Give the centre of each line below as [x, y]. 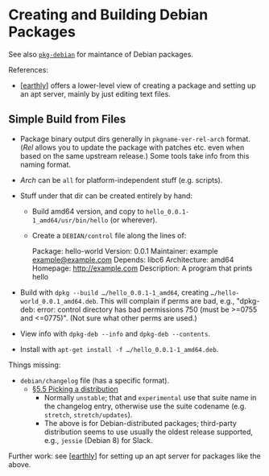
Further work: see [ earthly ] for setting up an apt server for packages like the [134, 456]
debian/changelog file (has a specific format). [95, 380]
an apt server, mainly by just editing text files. [95, 93]
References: [28, 69]
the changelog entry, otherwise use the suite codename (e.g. [145, 406]
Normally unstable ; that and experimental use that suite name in [150, 397]
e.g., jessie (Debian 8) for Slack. [98, 440]
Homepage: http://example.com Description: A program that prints [142, 268]
